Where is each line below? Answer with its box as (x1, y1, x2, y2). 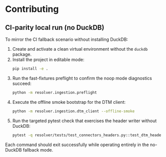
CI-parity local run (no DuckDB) (5, 23, 105, 32)
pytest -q (12, 133, 33, 138)
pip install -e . (12, 66, 49, 71)
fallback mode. (23, 147, 54, 153)
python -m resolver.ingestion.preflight (12, 90, 97, 95)
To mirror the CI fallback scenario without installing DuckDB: (5, 36, 128, 42)
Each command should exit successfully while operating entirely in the (5, 142, 149, 148)
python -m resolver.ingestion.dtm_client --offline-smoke (12, 108, 135, 114)
